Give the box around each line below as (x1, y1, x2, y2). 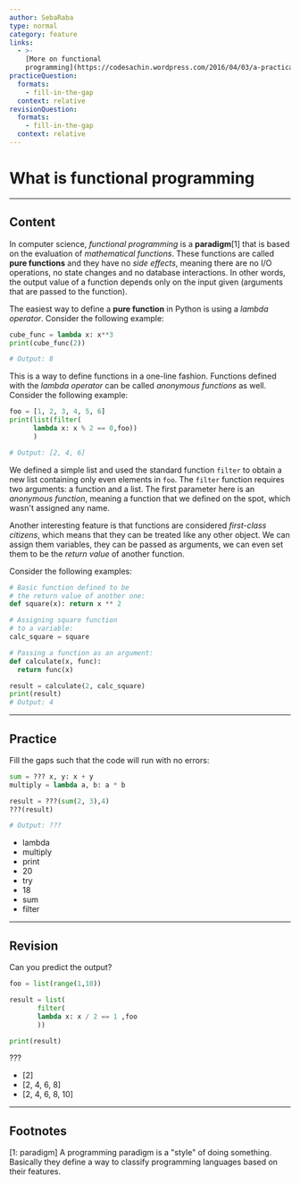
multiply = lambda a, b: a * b (9, 780, 126, 789)
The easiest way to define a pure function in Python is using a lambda (9, 303, 270, 314)
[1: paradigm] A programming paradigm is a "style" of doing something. (9, 1147, 272, 1158)
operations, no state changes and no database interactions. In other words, (9, 267, 286, 277)
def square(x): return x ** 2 (9, 600, 122, 609)
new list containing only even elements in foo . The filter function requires (9, 473, 285, 484)
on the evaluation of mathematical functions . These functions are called (9, 248, 275, 259)
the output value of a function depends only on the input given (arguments (9, 277, 284, 287)
